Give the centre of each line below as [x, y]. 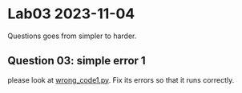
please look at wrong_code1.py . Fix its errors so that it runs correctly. [121, 79]
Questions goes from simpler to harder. [72, 36]
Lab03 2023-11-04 [71, 14]
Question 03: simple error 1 [77, 61]
